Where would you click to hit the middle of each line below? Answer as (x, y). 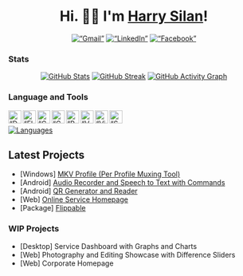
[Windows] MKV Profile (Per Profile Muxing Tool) (100, 174)
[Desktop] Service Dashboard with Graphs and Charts (108, 246)
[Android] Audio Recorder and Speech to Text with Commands (122, 183)
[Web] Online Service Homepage (74, 199)
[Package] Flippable (53, 208)
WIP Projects (34, 229)
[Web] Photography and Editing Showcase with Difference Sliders (127, 254)
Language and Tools (49, 97)
